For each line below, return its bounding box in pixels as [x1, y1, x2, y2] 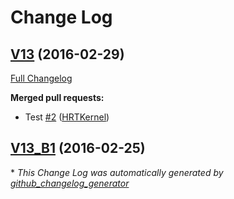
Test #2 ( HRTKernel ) [24, 111, 110, 123]
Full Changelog [10, 72, 73, 84]
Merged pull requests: [10, 92, 105, 103]
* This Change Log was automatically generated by [10, 166, 224, 178]
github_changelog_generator [10, 177, 130, 189]
